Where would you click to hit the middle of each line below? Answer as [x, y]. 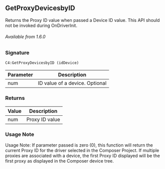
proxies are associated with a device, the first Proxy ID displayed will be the [83, 156]
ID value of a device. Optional [72, 83]
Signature [17, 53]
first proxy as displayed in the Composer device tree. [60, 161]
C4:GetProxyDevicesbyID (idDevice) [42, 63]
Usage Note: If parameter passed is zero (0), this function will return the [79, 145]
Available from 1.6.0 [25, 37]
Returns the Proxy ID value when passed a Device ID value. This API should [82, 20]
